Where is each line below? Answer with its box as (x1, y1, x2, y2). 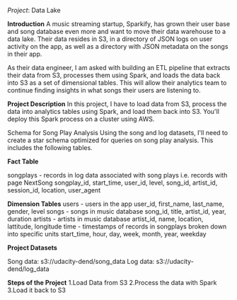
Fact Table (7, 157, 39, 166)
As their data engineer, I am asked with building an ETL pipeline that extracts (7, 64, 231, 71)
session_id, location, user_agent (7, 186, 101, 194)
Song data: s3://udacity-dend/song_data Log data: (7, 258, 155, 265)
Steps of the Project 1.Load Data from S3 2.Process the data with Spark (7, 279, 217, 287)
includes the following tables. (7, 144, 93, 151)
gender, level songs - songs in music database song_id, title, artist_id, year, (7, 207, 226, 215)
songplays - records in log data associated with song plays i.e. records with (7, 171, 228, 179)
